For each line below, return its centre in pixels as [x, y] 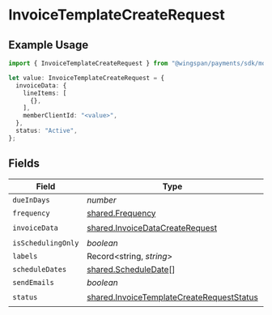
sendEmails [33, 282]
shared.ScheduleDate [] [131, 269]
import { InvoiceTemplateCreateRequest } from [88, 63]
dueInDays [31, 200]
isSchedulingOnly [46, 243]
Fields [24, 164]
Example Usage [49, 45]
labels [25, 256]
